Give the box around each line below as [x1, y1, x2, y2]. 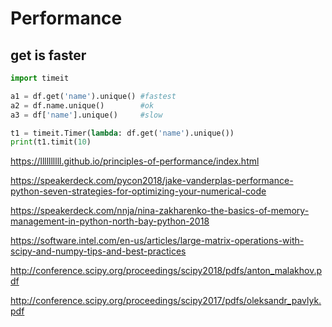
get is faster [10, 47, 87, 64]
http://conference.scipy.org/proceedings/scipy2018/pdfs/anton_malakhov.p [10, 265, 322, 277]
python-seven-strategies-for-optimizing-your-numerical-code [10, 185, 267, 197]
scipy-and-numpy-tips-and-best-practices [10, 245, 187, 257]
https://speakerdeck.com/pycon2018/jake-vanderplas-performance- [10, 175, 294, 187]
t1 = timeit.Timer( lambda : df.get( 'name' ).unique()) [10, 128, 235, 138]
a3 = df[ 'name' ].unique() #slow [10, 110, 163, 120]
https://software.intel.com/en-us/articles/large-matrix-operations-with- [10, 235, 305, 247]
